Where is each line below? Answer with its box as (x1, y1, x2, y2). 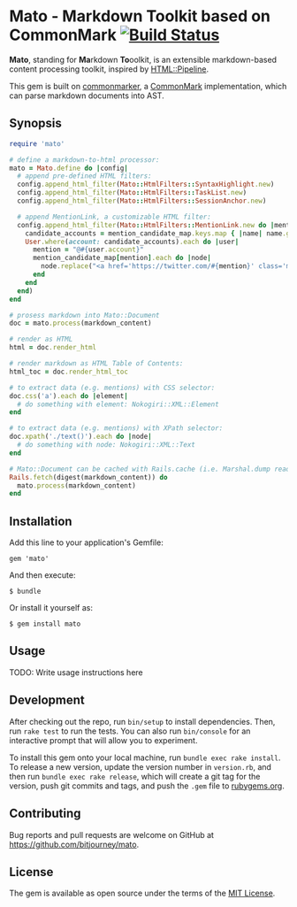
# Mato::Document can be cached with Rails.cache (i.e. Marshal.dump (9, 465, 271, 473)
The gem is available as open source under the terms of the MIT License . (9, 888, 276, 899)
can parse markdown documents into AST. (9, 90, 165, 101)
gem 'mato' (9, 555, 49, 564)
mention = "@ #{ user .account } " (32, 245, 144, 254)
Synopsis (9, 116, 62, 131)
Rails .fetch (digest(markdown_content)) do (9, 473, 168, 481)
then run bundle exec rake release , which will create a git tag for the (9, 771, 261, 781)
